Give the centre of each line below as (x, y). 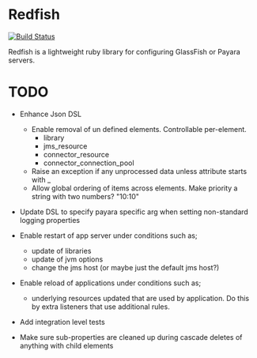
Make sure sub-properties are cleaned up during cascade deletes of (131, 337)
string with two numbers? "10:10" (85, 196)
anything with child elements (66, 345)
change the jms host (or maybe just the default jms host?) (125, 267)
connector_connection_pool (89, 163)
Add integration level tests (62, 322)
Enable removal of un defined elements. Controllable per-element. (139, 129)
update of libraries (61, 251)
